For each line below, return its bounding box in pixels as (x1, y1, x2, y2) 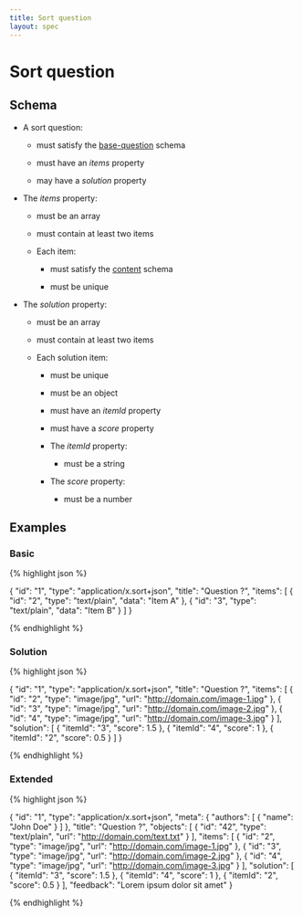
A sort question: (22, 121, 84, 132)
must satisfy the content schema (49, 263, 173, 274)
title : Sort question (9, 13, 92, 23)
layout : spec (9, 22, 59, 31)
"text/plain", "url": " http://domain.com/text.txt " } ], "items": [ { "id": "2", (9, 830, 276, 841)
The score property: (49, 476, 126, 487)
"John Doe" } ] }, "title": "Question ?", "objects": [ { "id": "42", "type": (9, 821, 266, 832)
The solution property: (22, 299, 108, 310)
